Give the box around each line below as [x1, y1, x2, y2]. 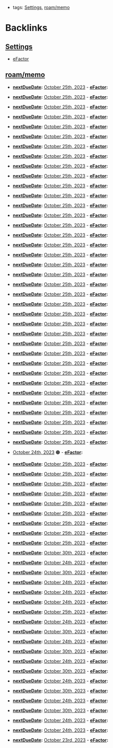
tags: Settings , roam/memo [12, 5, 70, 10]
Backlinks [5, 22, 48, 34]
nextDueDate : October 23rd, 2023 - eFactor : [12, 737, 108, 743]
